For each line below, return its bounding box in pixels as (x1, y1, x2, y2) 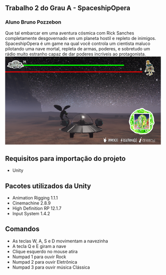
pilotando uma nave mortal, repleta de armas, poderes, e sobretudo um (5, 45, 150, 51)
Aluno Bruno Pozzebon (5, 19, 62, 26)
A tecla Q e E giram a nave (12, 243, 67, 249)
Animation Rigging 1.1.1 (12, 195, 58, 200)
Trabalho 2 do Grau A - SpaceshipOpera (5, 4, 130, 12)
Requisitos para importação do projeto (5, 154, 126, 162)
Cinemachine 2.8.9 (12, 200, 51, 206)
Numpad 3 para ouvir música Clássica (12, 264, 90, 270)
